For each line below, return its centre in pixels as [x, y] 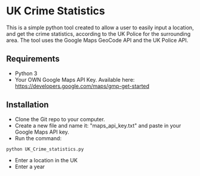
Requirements [33, 59]
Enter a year [30, 167]
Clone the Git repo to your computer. [60, 119]
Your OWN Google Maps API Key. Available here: [75, 79]
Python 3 [26, 73]
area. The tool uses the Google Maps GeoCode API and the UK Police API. [97, 40]
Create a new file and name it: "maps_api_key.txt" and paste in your [98, 125]
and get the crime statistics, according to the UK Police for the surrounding [99, 33]
